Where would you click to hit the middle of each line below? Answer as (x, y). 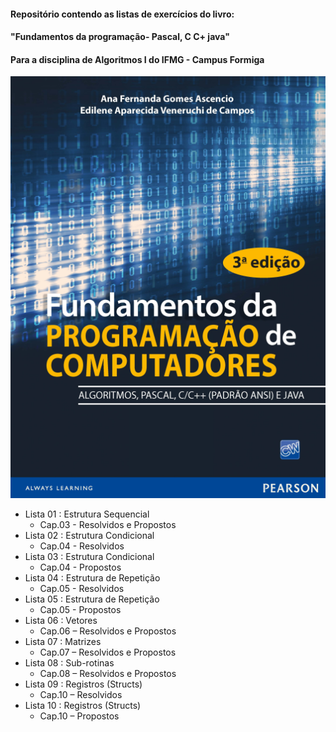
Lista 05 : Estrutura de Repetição (92, 599)
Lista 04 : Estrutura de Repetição (92, 578)
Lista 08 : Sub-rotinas (69, 663)
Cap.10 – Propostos (79, 716)
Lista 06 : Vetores (61, 621)
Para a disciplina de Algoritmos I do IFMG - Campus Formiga (137, 59)
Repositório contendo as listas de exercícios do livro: (122, 14)
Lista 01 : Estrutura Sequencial (87, 514)
